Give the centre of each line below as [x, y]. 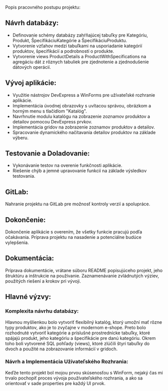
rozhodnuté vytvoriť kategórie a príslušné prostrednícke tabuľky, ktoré [78, 333]
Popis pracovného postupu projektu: [43, 7]
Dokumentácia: [30, 258]
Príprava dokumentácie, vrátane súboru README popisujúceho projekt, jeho [84, 270]
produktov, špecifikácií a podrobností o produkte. [63, 51]
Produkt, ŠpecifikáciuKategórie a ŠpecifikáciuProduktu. [70, 40]
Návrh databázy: [32, 23]
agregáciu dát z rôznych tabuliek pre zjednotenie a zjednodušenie [81, 62]
